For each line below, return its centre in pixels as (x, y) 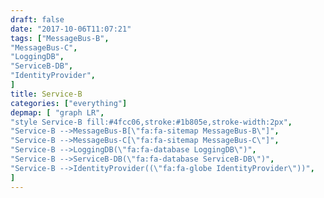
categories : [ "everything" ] (69, 103)
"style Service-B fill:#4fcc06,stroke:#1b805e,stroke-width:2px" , (151, 122)
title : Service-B (46, 94)
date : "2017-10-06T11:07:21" (71, 29)
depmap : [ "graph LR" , (57, 112)
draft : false (37, 19)
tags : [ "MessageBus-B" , (60, 38)
